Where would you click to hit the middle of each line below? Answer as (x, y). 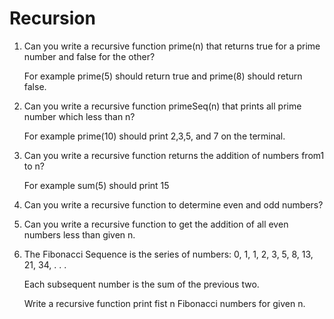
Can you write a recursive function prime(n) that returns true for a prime (172, 46)
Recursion (52, 18)
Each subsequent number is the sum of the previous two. (141, 284)
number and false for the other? (89, 56)
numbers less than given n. (79, 234)
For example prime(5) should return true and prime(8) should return (163, 76)
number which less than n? (79, 116)
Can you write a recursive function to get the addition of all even (156, 224)
